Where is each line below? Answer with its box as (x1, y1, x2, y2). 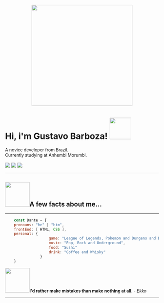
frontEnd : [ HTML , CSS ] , (14, 227, 67, 232)
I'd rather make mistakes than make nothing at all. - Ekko (29, 288, 147, 294)
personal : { (14, 232, 38, 236)
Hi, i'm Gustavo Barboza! (5, 131, 108, 142)
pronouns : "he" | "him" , (14, 222, 64, 227)
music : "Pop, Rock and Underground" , (48, 240, 125, 246)
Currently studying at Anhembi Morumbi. (5, 152, 87, 158)
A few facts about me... (29, 200, 102, 209)
